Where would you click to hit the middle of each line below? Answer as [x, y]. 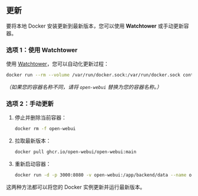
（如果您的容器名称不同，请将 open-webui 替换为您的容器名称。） [84, 87]
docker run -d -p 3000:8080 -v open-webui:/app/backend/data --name [100, 175]
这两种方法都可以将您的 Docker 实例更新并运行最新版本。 [76, 187]
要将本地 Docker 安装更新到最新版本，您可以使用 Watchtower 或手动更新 [95, 26]
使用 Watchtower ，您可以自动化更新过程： [57, 64]
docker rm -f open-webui [45, 129]
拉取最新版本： [33, 141]
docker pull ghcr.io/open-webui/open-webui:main [75, 152]
